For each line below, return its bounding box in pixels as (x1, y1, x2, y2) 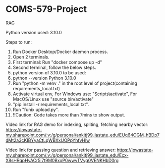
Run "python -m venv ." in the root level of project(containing (12, 80, 138, 86)
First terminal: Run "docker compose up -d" (12, 59, 102, 65)
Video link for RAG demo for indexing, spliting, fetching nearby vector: (5, 121, 149, 127)
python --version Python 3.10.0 (12, 75, 76, 81)
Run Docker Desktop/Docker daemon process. (12, 49, 108, 55)
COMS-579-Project (5, 3, 87, 15)
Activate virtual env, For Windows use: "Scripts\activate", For (12, 91, 137, 97)
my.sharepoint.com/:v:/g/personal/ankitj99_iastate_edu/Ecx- (5, 152, 129, 158)
